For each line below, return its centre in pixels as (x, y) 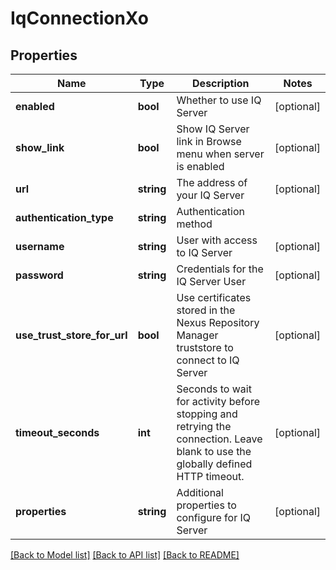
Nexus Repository (218, 322)
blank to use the (214, 451)
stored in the (206, 310)
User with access (217, 240)
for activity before (218, 401)
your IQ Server (210, 195)
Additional (200, 492)
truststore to (205, 347)
